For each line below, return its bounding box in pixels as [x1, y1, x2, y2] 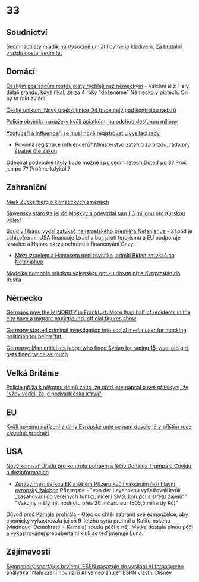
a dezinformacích [6, 468, 49, 476]
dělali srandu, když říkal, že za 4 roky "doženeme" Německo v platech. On [6, 89, 188, 96]
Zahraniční [6, 183, 48, 193]
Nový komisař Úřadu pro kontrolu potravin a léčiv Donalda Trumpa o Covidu [6, 462, 192, 470]
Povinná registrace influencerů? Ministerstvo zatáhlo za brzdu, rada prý [14, 141, 190, 148]
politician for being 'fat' [6, 333, 64, 340]
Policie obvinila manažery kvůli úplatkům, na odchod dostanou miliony [6, 118, 178, 125]
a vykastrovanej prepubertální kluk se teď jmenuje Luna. [6, 530, 144, 537]
